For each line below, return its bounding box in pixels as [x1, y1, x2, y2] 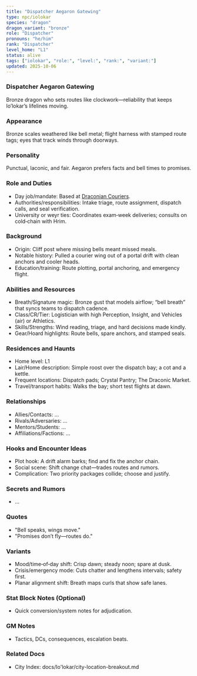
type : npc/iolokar [6, 14, 51, 20]
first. [14, 573, 26, 580]
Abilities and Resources [6, 285, 75, 293]
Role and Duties [6, 179, 52, 188]
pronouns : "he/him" [6, 36, 54, 42]
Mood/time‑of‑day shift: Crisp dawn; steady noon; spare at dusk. [14, 560, 172, 567]
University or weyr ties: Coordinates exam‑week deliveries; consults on [14, 211, 187, 218]
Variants [6, 547, 31, 555]
